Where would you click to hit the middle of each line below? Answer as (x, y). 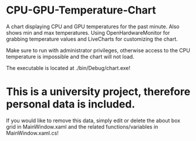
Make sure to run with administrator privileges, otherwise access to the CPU (98, 50)
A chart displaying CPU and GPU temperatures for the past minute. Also (93, 26)
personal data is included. (71, 104)
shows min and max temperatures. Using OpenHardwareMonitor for (88, 32)
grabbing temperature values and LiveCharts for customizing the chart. (92, 39)
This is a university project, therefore (98, 92)
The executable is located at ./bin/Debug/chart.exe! (68, 68)
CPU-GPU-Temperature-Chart (81, 10)
